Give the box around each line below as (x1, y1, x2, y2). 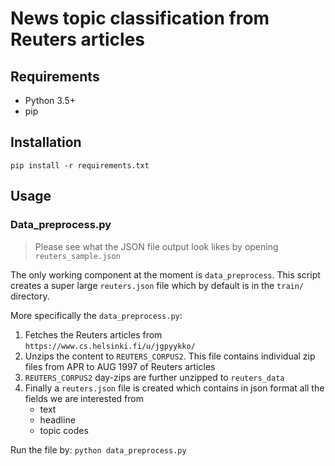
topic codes (39, 424, 89, 436)
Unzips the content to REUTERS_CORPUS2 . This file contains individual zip (24, 350, 316, 362)
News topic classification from (10, 7, 270, 30)
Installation (10, 134, 82, 151)
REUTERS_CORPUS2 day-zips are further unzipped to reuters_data (24, 371, 285, 383)
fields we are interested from (24, 392, 144, 404)
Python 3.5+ (24, 95, 77, 106)
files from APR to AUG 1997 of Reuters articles (24, 360, 216, 372)
